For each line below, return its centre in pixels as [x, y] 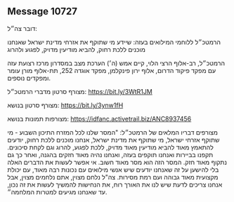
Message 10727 [42, 12]
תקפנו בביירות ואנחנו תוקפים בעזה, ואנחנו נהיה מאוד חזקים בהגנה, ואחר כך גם [110, 154]
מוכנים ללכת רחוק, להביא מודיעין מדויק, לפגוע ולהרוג [76, 49]
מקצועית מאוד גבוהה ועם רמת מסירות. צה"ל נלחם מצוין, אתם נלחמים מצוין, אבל [113, 177]
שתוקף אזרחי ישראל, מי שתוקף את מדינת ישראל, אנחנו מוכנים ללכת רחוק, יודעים [113, 140]
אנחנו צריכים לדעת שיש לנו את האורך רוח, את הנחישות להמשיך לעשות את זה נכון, [115, 184]
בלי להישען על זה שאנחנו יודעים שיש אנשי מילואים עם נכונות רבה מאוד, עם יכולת [113, 169]
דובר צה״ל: [22, 28]
